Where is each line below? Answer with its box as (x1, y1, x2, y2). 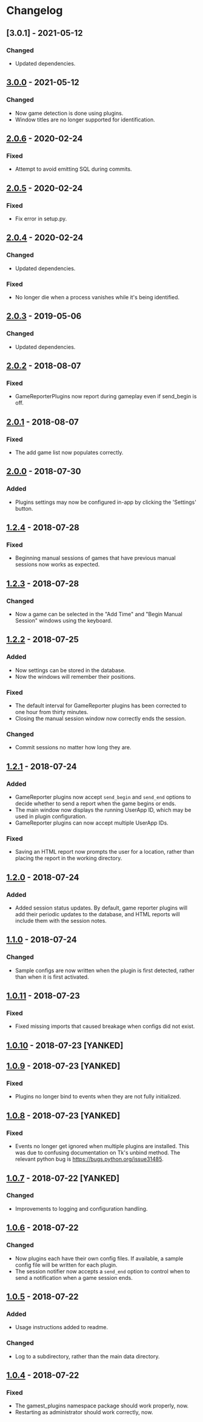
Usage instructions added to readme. (15, 1324, 108, 1331)
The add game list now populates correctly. (15, 449, 124, 456)
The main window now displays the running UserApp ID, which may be (15, 806, 191, 814)
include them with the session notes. (15, 917, 107, 924)
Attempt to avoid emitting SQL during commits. (15, 165, 132, 173)
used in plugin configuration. (15, 813, 87, 820)
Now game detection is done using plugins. (15, 109, 124, 117)
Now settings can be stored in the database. (15, 666, 126, 674)
